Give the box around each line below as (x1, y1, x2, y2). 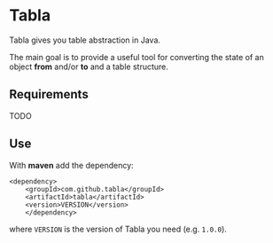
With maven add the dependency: (9, 160, 135, 170)
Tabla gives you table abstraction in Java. (9, 35, 161, 45)
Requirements (9, 87, 89, 102)
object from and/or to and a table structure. (9, 61, 168, 72)
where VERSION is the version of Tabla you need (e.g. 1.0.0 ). (9, 223, 228, 234)
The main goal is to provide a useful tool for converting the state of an (9, 51, 264, 62)
